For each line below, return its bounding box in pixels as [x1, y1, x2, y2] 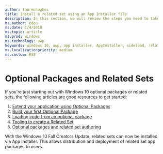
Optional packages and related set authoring [12, 124, 101, 130]
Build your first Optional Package [12, 108, 78, 114]
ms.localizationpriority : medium [5, 47, 73, 52]
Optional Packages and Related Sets [5, 73, 154, 84]
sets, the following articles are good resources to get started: [5, 94, 127, 100]
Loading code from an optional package [12, 114, 92, 120]
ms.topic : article [5, 30, 42, 34]
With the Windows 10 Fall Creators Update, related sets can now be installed [5, 134, 158, 139]
